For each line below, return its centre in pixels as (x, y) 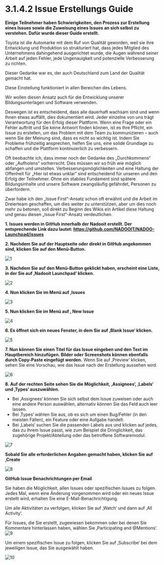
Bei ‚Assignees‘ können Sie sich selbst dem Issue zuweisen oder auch (82, 399)
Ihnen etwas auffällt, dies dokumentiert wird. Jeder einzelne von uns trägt (80, 117)
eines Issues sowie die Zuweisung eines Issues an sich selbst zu (72, 27)
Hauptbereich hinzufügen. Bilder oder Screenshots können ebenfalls (77, 354)
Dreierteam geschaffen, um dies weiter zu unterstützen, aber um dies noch (81, 204)
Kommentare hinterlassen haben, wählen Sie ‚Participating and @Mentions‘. (81, 528)
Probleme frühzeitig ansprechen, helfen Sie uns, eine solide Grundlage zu (79, 143)
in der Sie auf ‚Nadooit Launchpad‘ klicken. (50, 273)
